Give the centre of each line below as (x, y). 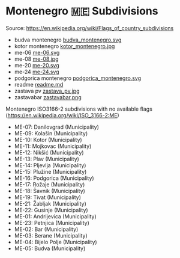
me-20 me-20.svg (37, 65)
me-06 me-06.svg (37, 52)
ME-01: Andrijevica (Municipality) (55, 216)
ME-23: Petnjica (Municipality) (52, 223)
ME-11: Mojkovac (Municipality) (53, 146)
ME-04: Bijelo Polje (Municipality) (55, 242)
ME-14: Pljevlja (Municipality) (50, 165)
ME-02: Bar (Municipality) (46, 229)
